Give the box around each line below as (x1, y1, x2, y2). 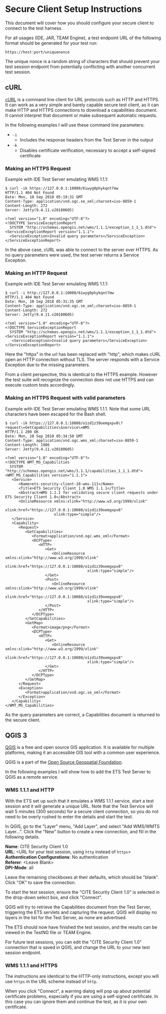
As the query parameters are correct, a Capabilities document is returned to (5, 711, 160, 718)
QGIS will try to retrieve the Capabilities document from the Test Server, (5, 904, 152, 910)
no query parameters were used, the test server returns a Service (5, 252, 139, 258)
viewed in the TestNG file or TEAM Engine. (5, 929, 92, 935)
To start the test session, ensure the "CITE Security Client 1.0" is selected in (5, 889, 160, 895)
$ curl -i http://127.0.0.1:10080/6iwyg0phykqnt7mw (5, 290, 114, 296)
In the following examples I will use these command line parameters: (5, 122, 145, 128)
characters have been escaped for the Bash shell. (5, 411, 107, 417)
